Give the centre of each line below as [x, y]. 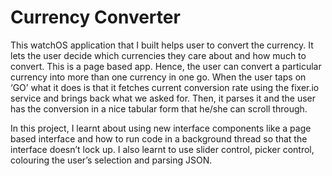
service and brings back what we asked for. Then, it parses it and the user [163, 98]
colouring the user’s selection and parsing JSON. [111, 160]
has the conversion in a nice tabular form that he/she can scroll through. [159, 108]
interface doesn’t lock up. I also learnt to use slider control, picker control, [162, 149]
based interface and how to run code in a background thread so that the [159, 138]
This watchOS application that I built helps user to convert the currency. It [162, 45]
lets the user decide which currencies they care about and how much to [158, 55]
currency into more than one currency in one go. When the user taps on [158, 77]
